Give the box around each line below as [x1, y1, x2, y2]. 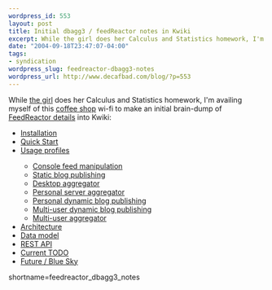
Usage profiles [20, 145, 70, 155]
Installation [20, 128, 58, 138]
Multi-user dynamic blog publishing [32, 204, 152, 214]
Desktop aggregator [32, 178, 100, 188]
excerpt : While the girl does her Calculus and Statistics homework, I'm [8, 34, 265, 43]
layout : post [8, 20, 53, 28]
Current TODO [20, 248, 69, 257]
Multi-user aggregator [32, 213, 107, 222]
